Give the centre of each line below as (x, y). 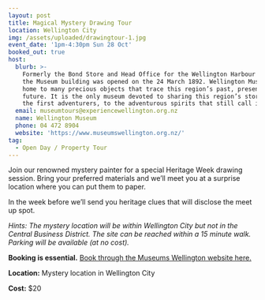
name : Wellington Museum (56, 118)
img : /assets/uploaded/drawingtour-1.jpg (77, 37)
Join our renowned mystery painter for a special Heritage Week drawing (125, 170)
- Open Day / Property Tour (62, 148)
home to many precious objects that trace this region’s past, (129, 89)
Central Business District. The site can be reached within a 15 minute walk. (130, 234)
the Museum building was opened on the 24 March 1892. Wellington (134, 81)
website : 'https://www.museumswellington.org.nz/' (100, 133)
